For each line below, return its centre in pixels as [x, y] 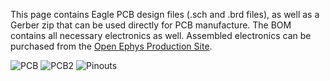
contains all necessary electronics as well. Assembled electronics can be [161, 35]
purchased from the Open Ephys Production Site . [111, 46]
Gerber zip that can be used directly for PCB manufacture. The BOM [151, 25]
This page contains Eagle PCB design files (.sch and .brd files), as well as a [165, 14]
